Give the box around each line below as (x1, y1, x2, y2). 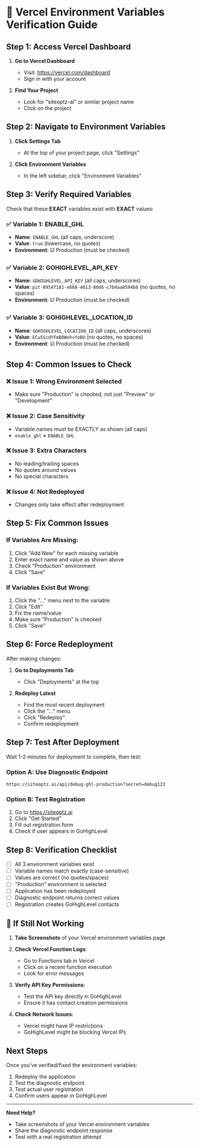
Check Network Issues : (14, 1010, 74, 1018)
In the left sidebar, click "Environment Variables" (23, 172, 142, 179)
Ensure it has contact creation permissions (23, 999, 129, 1006)
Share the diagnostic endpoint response (14, 1127, 113, 1134)
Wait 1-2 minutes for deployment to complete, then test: (6, 753, 142, 760)
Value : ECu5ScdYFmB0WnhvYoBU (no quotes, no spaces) (14, 333, 143, 341)
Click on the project (23, 105, 72, 112)
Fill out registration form (14, 821, 74, 829)
